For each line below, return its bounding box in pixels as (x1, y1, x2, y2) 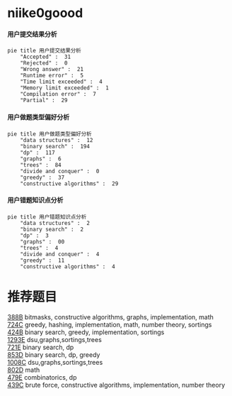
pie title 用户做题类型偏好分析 (7, 130, 92, 138)
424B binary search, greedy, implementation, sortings (7, 328, 165, 336)
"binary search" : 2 (20, 226, 83, 233)
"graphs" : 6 (20, 155, 62, 163)
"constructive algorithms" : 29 (20, 180, 119, 187)
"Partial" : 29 (20, 97, 69, 104)
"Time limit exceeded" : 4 (20, 78, 103, 86)
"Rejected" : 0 (20, 60, 69, 67)
